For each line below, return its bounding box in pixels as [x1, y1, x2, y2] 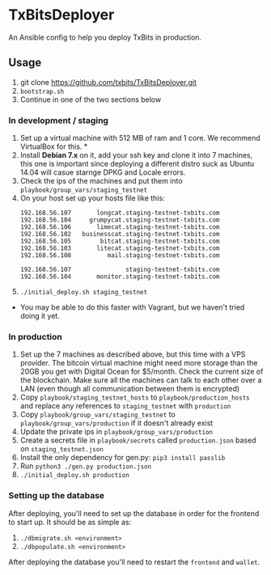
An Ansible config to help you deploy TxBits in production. [8, 32, 202, 42]
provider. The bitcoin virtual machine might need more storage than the [19, 358, 258, 368]
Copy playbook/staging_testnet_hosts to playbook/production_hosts [19, 392, 250, 402]
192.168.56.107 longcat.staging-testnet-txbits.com [19, 209, 220, 218]
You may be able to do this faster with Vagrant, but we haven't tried [19, 302, 245, 312]
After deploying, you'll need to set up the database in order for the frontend [8, 508, 260, 518]
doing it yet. [19, 311, 61, 321]
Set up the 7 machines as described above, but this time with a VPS [19, 349, 246, 359]
